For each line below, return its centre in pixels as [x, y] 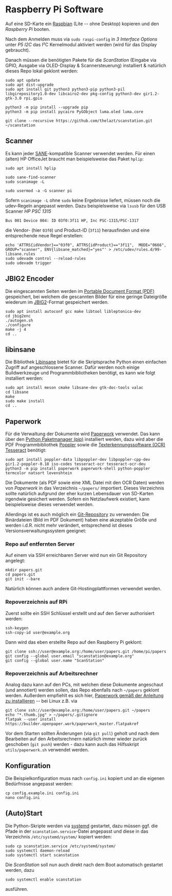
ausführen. [17, 889]
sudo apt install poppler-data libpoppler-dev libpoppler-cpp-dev [78, 460]
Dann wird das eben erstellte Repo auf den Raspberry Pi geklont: [74, 642]
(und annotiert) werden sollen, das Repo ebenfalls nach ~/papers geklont [82, 690]
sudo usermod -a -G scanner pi [39, 191]
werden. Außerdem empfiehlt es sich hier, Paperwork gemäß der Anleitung [84, 696]
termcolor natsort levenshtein [39, 473]
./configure [18, 325]
